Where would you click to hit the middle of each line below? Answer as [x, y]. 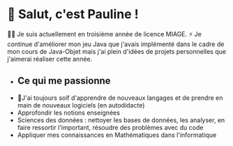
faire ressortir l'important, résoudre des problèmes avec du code [110, 127]
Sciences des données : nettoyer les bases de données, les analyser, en [121, 120]
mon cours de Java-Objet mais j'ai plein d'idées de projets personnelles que [117, 51]
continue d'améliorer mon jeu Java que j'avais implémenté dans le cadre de [116, 44]
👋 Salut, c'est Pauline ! [73, 14]
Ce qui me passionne [64, 81]
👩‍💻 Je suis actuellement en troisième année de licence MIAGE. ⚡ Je [105, 34]
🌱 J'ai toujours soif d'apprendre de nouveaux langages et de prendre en [120, 98]
